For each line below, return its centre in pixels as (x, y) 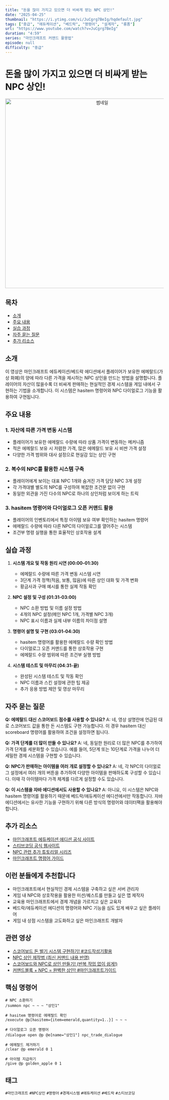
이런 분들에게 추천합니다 (40, 876)
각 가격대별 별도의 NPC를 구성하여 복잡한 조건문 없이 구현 (69, 487)
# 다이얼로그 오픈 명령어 (27, 1030)
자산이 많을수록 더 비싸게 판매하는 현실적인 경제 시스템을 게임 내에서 (89, 384)
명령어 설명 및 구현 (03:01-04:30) (46, 631)
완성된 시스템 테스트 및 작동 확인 (52, 676)
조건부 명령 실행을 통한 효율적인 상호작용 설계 (57, 533)
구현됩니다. (29, 397)
